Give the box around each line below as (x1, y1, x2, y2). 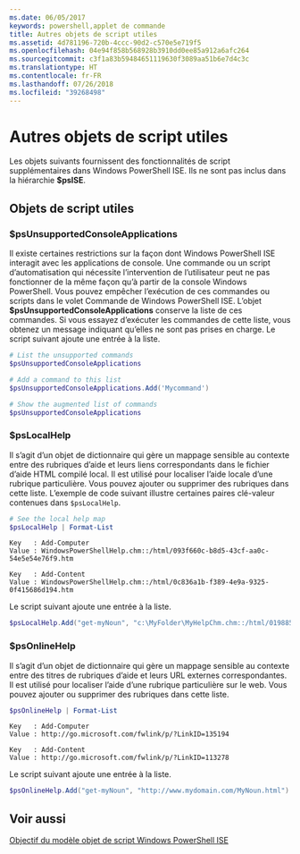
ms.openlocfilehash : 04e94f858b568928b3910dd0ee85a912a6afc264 (9, 47, 250, 55)
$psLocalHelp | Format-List (9, 522, 114, 532)
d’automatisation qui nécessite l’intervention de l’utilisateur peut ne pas (9, 267, 271, 278)
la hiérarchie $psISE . (9, 175, 87, 186)
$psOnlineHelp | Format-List (9, 706, 118, 715)
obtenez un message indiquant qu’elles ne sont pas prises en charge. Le (9, 324, 276, 335)
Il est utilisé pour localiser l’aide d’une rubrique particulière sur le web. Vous (9, 679, 287, 689)
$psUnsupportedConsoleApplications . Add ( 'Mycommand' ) (9, 384, 210, 393)
